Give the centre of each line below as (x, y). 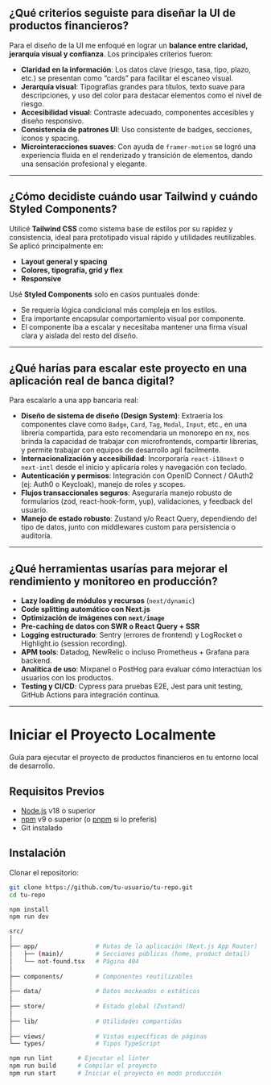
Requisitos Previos (57, 791)
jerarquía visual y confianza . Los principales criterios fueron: (111, 54)
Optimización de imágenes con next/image (92, 618)
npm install (29, 909)
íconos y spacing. (50, 138)
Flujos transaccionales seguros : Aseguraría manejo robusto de (126, 493)
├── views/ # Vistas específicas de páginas (108, 1036)
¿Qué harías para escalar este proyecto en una (128, 369)
